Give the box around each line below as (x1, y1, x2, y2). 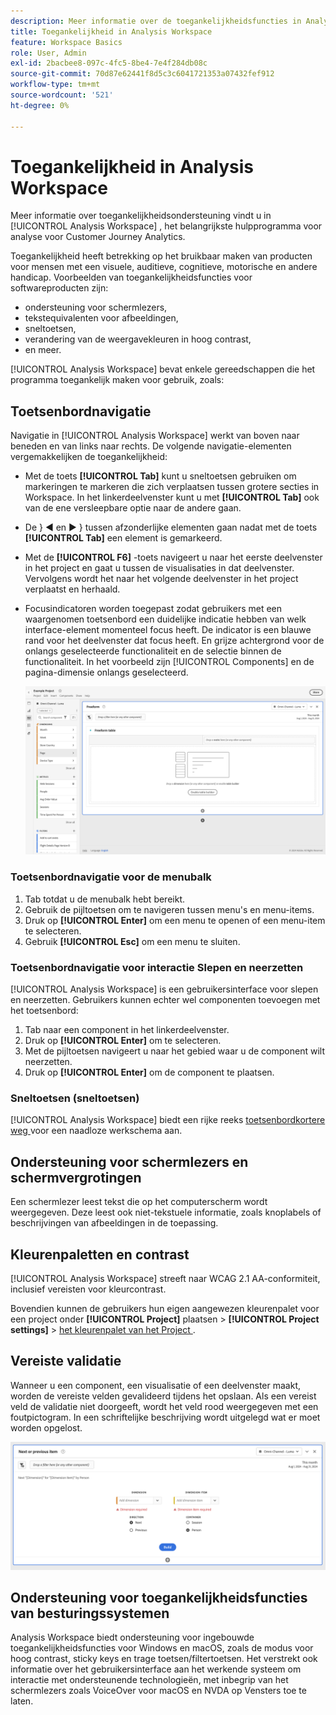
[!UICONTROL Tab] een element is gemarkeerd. (24, 532, 223, 544)
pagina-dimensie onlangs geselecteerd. (24, 666, 189, 679)
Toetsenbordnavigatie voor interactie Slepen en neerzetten (10, 960, 304, 974)
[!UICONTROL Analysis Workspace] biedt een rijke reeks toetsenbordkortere (10, 1114, 326, 1126)
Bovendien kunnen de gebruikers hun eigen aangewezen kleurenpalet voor (10, 1302, 320, 1314)
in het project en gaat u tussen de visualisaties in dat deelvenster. (24, 562, 295, 574)
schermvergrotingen (10, 1169, 142, 1186)
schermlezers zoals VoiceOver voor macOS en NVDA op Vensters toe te (10, 1685, 307, 1697)
